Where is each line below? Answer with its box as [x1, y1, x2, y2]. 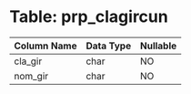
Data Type [85, 39, 132, 52]
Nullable [139, 39, 177, 52]
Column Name [14, 39, 77, 52]
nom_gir [14, 69, 49, 82]
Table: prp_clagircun [9, 6, 168, 27]
